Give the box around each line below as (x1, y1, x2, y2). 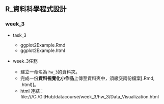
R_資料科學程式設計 (5, 5, 67, 14)
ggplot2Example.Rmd (20, 42, 66, 48)
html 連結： (20, 88, 45, 94)
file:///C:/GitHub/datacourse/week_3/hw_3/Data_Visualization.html (20, 93, 159, 99)
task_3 (12, 32, 26, 38)
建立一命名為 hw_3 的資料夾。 (20, 68, 80, 75)
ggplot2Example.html (20, 47, 65, 54)
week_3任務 (12, 58, 38, 64)
